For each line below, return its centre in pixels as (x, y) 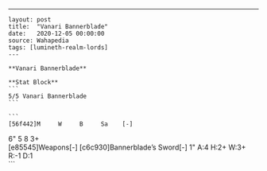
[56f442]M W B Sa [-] (71, 124)
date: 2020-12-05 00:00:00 (56, 33)
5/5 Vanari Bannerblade (48, 96)
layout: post (30, 20)
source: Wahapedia (39, 41)
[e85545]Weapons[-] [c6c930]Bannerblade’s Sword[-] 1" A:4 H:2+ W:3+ (127, 147)
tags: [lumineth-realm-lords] (58, 48)
